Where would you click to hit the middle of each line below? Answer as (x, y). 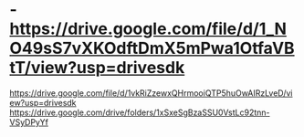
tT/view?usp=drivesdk (97, 68)
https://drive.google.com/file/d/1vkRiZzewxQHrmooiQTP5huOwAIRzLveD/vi (151, 93)
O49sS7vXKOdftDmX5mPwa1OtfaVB (152, 48)
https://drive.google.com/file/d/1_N (148, 29)
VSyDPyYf (29, 121)
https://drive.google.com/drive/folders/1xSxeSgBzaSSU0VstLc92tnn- (140, 112)
